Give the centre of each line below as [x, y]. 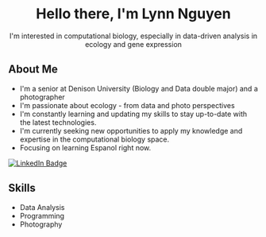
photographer [42, 97]
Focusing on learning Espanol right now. [85, 147]
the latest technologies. [58, 122]
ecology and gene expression [133, 44]
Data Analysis [42, 207]
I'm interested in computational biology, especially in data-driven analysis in [133, 36]
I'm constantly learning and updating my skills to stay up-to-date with [133, 114]
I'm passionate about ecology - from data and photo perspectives [127, 105]
